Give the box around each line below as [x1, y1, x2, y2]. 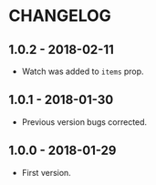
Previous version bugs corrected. [21, 116, 148, 128]
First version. [21, 167, 72, 178]
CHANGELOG [8, 5, 111, 26]
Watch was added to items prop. [21, 66, 144, 77]
